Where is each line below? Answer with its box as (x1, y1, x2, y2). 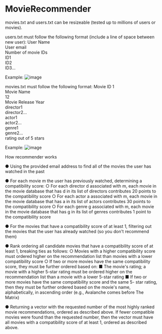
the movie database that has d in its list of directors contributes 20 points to (5, 188, 156, 194)
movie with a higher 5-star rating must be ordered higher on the (5, 269, 132, 274)
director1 (5, 104, 23, 110)
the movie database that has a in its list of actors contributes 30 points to (5, 198, 151, 204)
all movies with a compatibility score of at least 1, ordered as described (5, 319, 147, 325)
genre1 (5, 125, 18, 130)
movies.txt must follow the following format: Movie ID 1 (5, 83, 114, 89)
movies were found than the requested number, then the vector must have (5, 314, 154, 320)
